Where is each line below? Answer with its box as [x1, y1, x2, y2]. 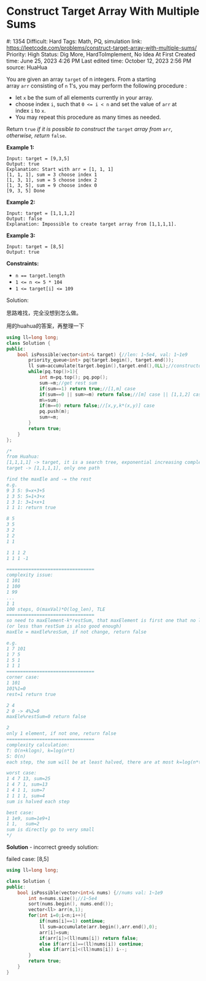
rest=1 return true [6, 691, 56, 697]
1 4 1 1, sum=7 [6, 787, 45, 794]
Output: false [6, 216, 43, 222]
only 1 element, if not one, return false [6, 730, 116, 737]
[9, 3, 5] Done [6, 187, 45, 194]
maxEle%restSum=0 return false [6, 714, 86, 720]
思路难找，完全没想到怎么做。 [6, 309, 82, 316]
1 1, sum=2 [6, 821, 40, 827]
